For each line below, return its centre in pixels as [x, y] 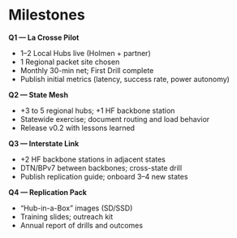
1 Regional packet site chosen [70, 62]
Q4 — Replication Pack [48, 192]
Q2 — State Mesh [39, 94]
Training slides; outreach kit [67, 216]
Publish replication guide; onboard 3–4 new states [104, 176]
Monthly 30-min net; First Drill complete [87, 70]
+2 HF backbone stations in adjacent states [93, 159]
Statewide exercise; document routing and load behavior [115, 119]
